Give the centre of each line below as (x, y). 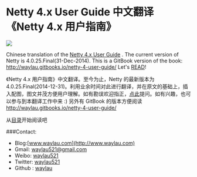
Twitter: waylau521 (37, 162)
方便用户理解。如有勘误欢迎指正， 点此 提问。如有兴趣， (113, 93)
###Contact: (21, 131)
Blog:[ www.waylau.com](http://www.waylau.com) (75, 143)
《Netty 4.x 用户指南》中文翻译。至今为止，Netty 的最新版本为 (80, 79)
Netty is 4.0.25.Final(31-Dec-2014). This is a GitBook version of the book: (94, 61)
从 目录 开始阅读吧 (27, 120)
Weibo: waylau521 (36, 155)
